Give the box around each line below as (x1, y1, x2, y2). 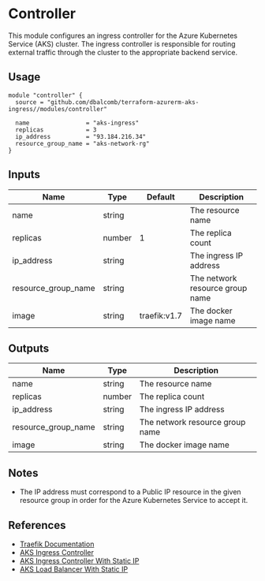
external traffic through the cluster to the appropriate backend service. (8, 47, 238, 57)
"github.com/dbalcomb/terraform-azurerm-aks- (47, 98, 200, 106)
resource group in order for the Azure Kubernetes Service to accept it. (19, 496, 248, 505)
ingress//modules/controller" (8, 105, 108, 113)
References (8, 518, 66, 532)
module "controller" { (8, 91, 83, 99)
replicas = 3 (15, 125, 97, 134)
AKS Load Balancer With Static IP (19, 564, 129, 574)
